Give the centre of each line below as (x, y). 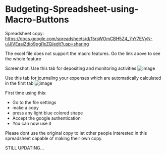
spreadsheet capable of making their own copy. (54, 138)
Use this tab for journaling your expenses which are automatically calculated (83, 78)
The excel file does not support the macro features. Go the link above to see (83, 53)
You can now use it (32, 123)
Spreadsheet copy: (25, 33)
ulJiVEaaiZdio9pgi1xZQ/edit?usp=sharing (47, 44)
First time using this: (26, 93)
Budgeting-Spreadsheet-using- (72, 9)
